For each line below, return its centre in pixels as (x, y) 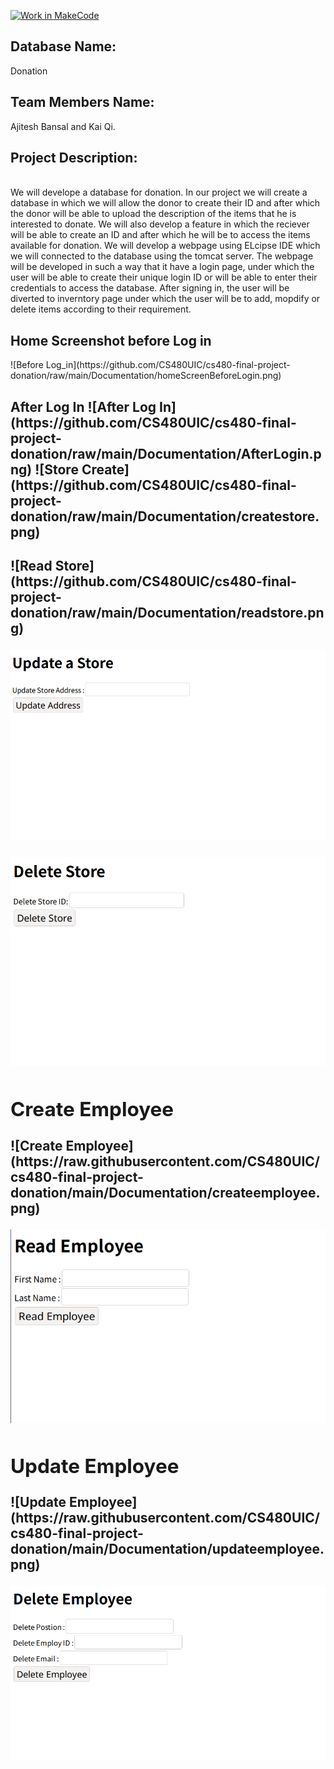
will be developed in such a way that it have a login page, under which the (162, 267)
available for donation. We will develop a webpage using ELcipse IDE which (165, 246)
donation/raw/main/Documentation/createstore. (165, 516)
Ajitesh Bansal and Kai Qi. (63, 126)
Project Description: (74, 158)
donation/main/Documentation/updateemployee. (167, 1549)
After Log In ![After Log (83, 406)
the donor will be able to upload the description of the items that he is (153, 214)
